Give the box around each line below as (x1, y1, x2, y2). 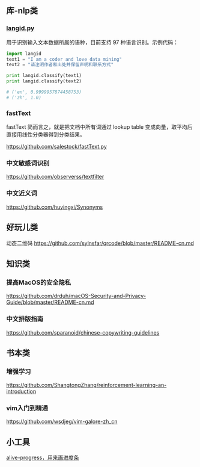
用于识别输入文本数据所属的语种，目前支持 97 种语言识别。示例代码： (6, 39, 179, 46)
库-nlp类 (6, 5, 38, 16)
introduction (6, 388, 37, 395)
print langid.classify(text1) (6, 73, 82, 79)
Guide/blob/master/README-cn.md (6, 298, 94, 306)
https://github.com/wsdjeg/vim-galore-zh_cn (6, 418, 118, 425)
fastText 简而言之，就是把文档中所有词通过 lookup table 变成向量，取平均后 (6, 123, 193, 131)
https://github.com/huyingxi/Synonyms (6, 203, 103, 211)
